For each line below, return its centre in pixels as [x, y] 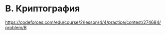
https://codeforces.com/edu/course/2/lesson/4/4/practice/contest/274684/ [83, 22]
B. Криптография [43, 9]
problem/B [16, 27]
